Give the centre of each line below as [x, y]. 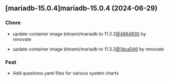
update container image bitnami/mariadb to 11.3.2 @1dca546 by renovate [88, 49]
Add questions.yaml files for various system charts [66, 73]
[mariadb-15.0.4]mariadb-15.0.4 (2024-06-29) [81, 8]
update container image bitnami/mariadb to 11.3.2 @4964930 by [79, 34]
